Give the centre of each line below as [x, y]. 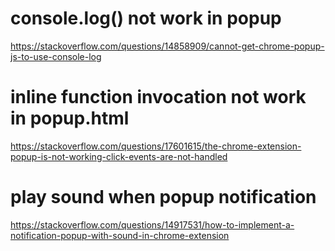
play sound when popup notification [163, 197]
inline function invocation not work [158, 97]
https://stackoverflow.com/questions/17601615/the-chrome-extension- [156, 146]
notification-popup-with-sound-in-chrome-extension [120, 235]
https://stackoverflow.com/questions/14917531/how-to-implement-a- [152, 224]
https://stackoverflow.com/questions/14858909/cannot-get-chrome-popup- [167, 46]
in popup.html [70, 118]
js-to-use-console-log [56, 56]
